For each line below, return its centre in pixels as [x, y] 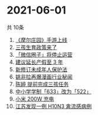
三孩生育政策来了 [36, 47]
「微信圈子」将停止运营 [44, 54]
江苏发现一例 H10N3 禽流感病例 [53, 106]
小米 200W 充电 [35, 98]
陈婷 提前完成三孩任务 [42, 84]
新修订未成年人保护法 [41, 69]
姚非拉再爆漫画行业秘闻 [44, 77]
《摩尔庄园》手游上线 [41, 40]
